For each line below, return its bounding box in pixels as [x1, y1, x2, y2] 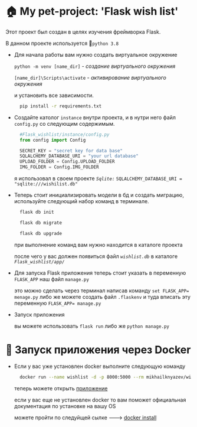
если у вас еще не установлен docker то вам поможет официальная [14, 396, 186, 403]
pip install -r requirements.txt [19, 103, 102, 109]
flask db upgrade [19, 230, 63, 236]
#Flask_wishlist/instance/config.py [19, 131, 110, 138]
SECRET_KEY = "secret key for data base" [19, 148, 123, 154]
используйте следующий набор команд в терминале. [14, 198, 149, 205]
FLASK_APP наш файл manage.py [14, 275, 90, 282]
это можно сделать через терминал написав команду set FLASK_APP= [14, 287, 189, 294]
